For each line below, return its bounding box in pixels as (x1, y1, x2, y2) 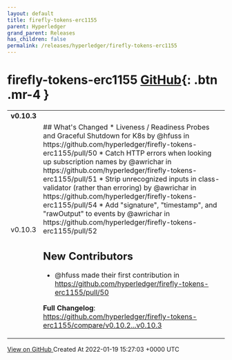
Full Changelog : (43, 303, 96, 313)
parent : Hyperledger (7, 23, 67, 30)
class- (197, 174, 220, 183)
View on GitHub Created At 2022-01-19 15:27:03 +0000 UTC (7, 345, 180, 354)
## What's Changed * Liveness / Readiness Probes (43, 122, 210, 132)
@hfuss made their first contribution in (55, 271, 180, 280)
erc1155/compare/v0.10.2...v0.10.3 (43, 321, 162, 330)
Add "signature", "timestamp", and (105, 200, 217, 210)
